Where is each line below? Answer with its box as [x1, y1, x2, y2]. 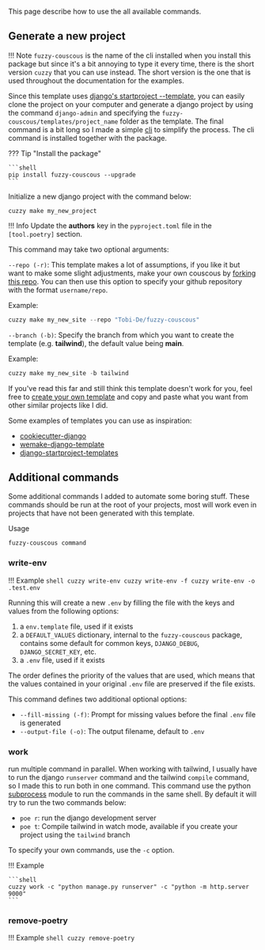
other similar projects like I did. [8, 400, 108, 410]
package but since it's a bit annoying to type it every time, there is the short [8, 59, 255, 68]
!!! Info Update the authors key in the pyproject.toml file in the [8, 221, 212, 230]
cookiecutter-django [19, 431, 87, 440]
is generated [19, 718, 62, 728]
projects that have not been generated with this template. [8, 508, 195, 518]
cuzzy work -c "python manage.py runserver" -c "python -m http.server [8, 883, 249, 891]
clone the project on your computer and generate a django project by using [8, 99, 253, 109]
